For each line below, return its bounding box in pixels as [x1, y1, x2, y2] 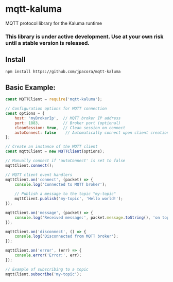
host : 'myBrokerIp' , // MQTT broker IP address [14, 115, 121, 121]
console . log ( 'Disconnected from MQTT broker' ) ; [14, 234, 118, 239]
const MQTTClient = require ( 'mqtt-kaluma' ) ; [5, 97, 102, 102]
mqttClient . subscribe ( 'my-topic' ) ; [5, 271, 82, 277]
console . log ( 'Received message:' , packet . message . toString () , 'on [14, 215, 160, 220]
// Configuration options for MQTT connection [5, 106, 107, 111]
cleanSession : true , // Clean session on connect [14, 125, 126, 130]
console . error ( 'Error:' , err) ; [14, 253, 82, 258]
